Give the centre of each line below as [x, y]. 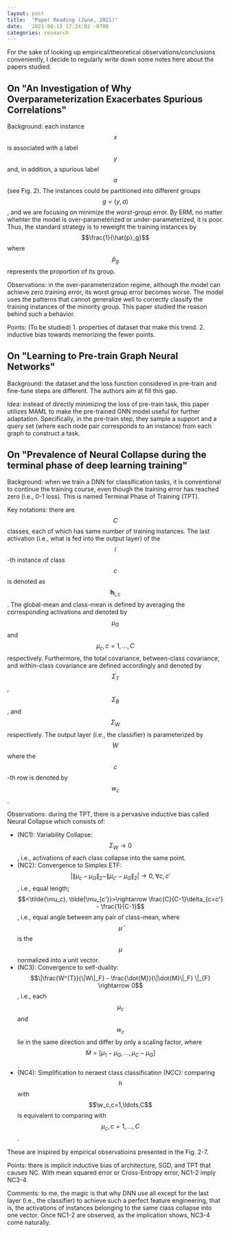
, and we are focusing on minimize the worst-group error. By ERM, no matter [115, 212]
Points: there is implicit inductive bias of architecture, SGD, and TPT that [109, 1165]
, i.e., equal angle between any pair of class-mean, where [98, 917]
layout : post [26, 13]
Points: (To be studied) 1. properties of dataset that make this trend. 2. [106, 327]
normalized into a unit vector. [58, 960]
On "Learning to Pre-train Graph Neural [93, 356]
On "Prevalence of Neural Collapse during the [107, 455]
